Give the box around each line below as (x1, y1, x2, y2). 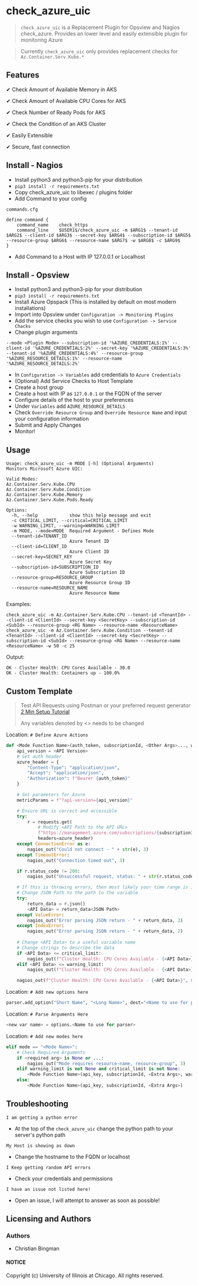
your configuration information (14, 416, 90, 423)
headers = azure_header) (37, 836, 94, 842)
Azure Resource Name (69, 590, 120, 596)
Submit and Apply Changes (14, 421, 81, 429)
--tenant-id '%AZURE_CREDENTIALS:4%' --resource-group (6, 350, 144, 356)
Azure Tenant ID (69, 539, 110, 545)
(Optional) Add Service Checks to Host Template (14, 378, 133, 385)
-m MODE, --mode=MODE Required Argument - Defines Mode (11, 528, 154, 534)
